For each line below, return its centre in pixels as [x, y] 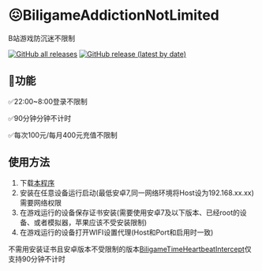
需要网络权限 [40, 202]
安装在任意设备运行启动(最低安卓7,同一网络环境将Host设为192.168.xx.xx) [137, 193]
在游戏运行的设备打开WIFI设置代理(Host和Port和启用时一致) [116, 232]
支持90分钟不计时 [37, 258]
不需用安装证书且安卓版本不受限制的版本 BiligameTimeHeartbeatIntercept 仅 [130, 249]
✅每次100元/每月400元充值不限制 [63, 135]
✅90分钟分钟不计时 [40, 118]
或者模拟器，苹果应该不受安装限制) [90, 222]
